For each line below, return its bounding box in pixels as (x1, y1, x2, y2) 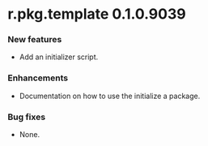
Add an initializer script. (19, 52, 99, 62)
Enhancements (7, 72, 69, 84)
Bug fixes (7, 111, 46, 122)
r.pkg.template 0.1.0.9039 (7, 5, 187, 24)
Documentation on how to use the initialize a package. (19, 91, 201, 101)
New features (7, 34, 62, 45)
